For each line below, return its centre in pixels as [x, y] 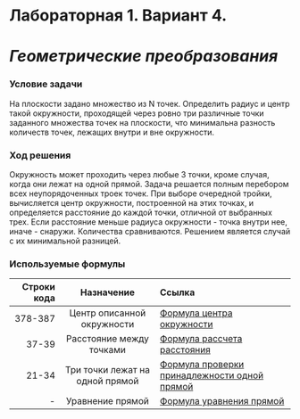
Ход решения [40, 155]
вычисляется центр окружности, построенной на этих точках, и [132, 202]
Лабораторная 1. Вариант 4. [118, 16]
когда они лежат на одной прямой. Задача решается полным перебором [149, 184]
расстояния [185, 350]
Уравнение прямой [107, 401]
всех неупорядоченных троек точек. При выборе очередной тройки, [141, 193]
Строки [39, 287]
